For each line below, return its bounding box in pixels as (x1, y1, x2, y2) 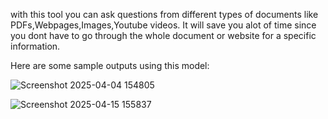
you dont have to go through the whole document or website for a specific (10, 30, 317, 41)
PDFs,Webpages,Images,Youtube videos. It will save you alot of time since (10, 19, 317, 31)
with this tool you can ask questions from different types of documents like (10, 9, 319, 20)
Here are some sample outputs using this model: (10, 60, 210, 71)
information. (10, 40, 61, 52)
